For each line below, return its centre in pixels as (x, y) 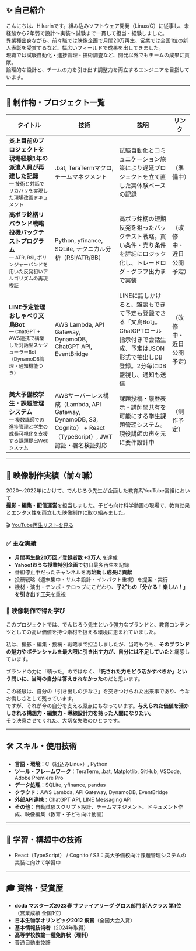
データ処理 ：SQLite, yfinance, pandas (60, 785)
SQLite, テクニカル (80, 249)
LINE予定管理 (27, 307)
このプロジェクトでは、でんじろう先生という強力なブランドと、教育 (88, 625)
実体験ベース (148, 185)
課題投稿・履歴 (140, 399)
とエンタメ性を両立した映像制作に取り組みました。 (67, 513)
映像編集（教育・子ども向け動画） (66, 814)
